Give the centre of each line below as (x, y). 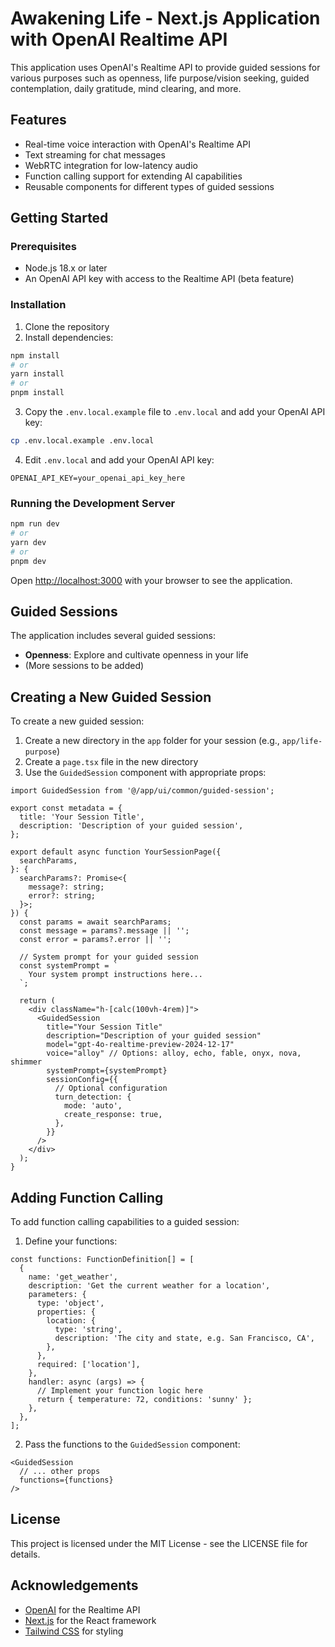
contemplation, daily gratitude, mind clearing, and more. (126, 88)
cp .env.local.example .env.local (82, 441)
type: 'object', (70, 1303)
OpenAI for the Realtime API (82, 1609)
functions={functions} (66, 1480)
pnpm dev (28, 561)
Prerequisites (43, 247)
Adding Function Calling (87, 1197)
